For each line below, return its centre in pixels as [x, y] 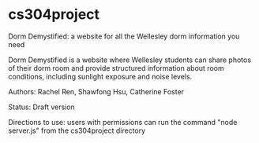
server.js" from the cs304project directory [77, 130]
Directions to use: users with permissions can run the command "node [123, 122]
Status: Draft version [41, 107]
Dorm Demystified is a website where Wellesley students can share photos [129, 60]
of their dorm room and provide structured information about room [116, 68]
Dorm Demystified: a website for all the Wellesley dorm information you [124, 36]
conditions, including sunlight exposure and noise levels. [100, 76]
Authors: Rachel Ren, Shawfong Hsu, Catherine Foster [96, 91]
